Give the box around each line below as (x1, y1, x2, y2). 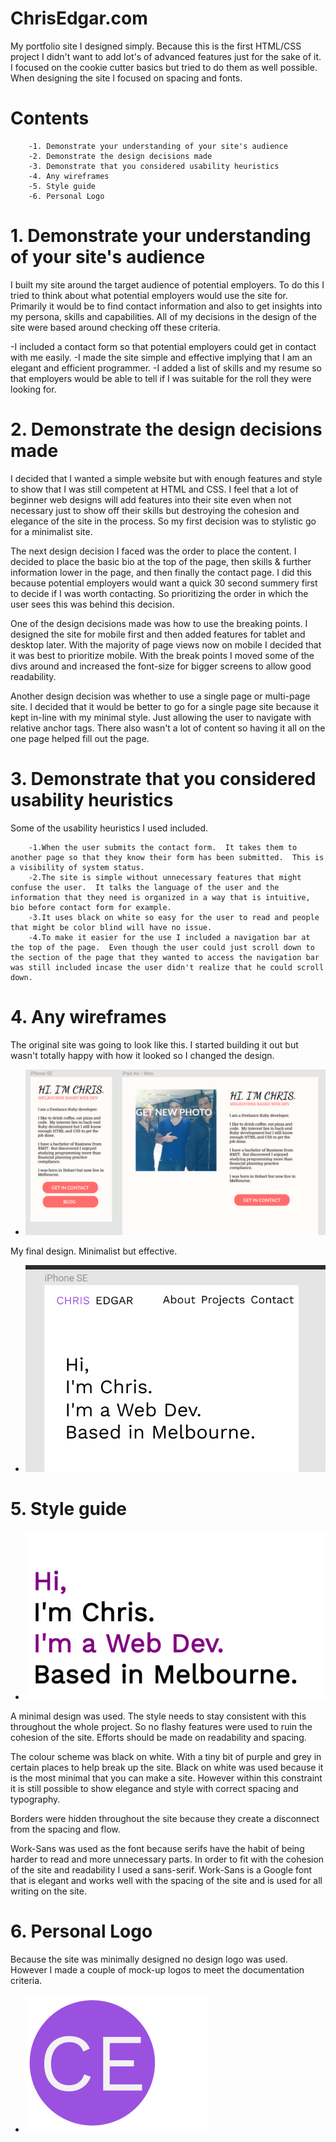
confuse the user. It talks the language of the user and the (10, 882, 280, 892)
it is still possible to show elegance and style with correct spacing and (10, 1782, 299, 1794)
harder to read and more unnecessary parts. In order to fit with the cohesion (10, 1853, 325, 1865)
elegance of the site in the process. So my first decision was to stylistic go (10, 515, 317, 527)
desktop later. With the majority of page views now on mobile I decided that (10, 638, 322, 651)
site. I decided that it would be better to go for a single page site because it (10, 700, 320, 712)
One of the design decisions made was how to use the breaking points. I (10, 617, 308, 629)
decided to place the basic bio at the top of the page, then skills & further (10, 555, 312, 567)
